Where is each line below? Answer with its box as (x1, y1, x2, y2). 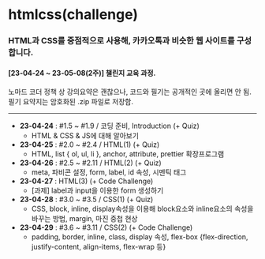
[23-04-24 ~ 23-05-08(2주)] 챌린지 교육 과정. (8, 68, 156, 77)
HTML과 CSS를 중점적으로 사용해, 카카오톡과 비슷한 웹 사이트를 (8, 36, 235, 47)
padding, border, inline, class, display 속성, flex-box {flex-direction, (31, 232, 248, 242)
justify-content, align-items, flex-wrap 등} (31, 242, 166, 252)
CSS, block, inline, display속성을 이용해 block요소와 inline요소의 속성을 (31, 204, 254, 214)
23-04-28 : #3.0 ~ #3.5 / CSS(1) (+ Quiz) (19, 195, 154, 205)
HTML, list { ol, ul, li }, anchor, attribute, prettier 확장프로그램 (31, 149, 225, 159)
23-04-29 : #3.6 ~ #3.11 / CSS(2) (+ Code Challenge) (19, 223, 193, 232)
